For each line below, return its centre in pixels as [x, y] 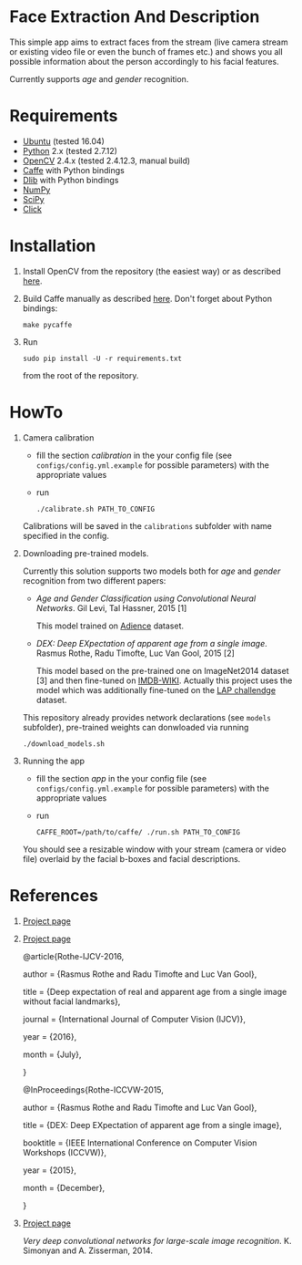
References [54, 895]
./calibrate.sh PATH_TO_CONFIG [96, 509]
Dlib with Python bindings [70, 180]
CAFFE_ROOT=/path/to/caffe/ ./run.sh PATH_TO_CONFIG [138, 832]
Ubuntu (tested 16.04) [63, 141]
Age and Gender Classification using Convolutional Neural [146, 598]
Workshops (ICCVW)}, [65, 1152]
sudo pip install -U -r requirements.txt [102, 358]
